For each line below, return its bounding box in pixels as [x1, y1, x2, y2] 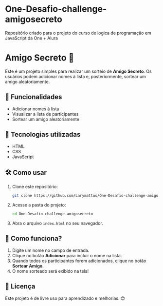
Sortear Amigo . [12, 263, 44, 269]
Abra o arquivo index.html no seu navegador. [12, 221, 103, 226]
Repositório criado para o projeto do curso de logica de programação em [5, 30, 152, 36]
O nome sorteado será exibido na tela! [12, 268, 89, 274]
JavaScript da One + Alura [5, 35, 58, 41]
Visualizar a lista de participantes [12, 111, 79, 117]
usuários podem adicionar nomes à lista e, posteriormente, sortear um [5, 73, 146, 79]
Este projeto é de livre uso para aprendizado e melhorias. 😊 [5, 295, 126, 301]
